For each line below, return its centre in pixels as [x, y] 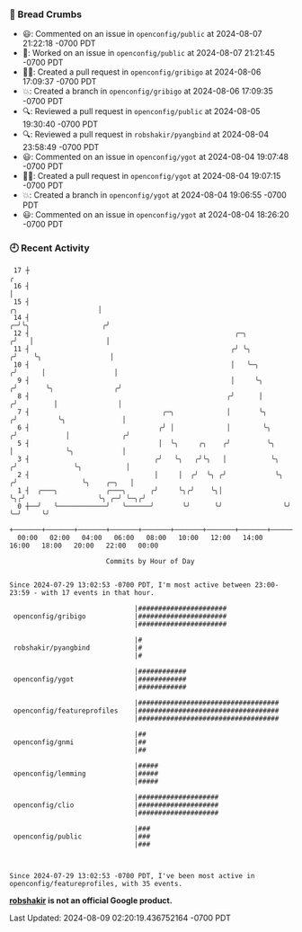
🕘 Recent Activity [49, 248]
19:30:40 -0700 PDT [60, 124]
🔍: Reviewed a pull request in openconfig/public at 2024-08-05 [141, 111]
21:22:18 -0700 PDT [59, 43]
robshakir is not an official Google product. [91, 900]
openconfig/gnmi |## [80, 742]
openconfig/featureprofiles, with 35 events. [96, 883]
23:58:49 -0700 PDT [61, 147]
